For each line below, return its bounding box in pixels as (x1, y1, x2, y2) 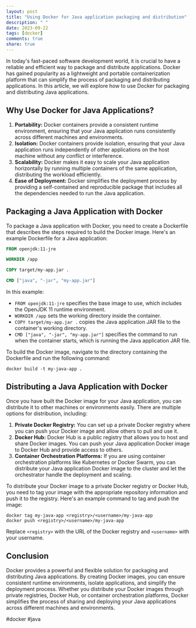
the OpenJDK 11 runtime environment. (14, 306, 106, 313)
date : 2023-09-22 (6, 25, 49, 31)
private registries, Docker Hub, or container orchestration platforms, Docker (6, 592, 189, 599)
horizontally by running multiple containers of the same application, (14, 165, 177, 172)
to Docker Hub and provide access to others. (14, 446, 123, 453)
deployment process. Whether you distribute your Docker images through (6, 585, 184, 592)
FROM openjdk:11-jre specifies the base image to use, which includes (14, 300, 182, 307)
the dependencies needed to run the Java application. (14, 189, 145, 196)
